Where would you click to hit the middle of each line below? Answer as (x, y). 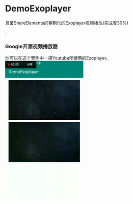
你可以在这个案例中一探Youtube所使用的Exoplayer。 (58, 58)
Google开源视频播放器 (31, 46)
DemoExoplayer (38, 9)
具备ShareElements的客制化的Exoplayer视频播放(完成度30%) (67, 23)
